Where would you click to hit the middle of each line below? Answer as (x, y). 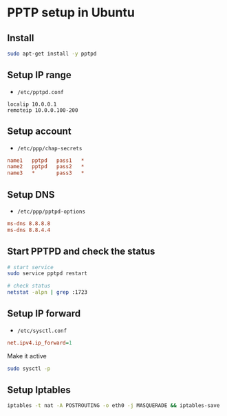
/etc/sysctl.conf (42, 331)
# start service (30, 267)
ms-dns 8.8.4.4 (29, 230)
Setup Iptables (39, 390)
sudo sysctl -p (29, 369)
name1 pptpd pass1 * (46, 160)
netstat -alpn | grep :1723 (47, 292)
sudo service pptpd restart (47, 274)
